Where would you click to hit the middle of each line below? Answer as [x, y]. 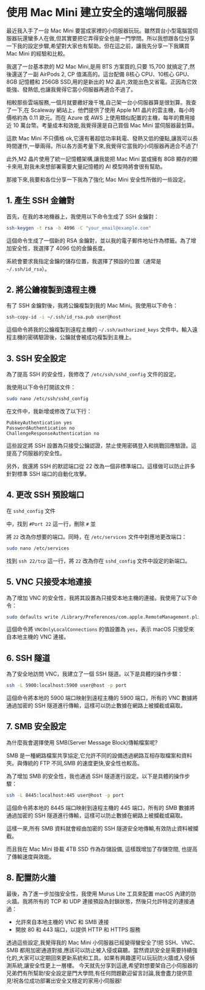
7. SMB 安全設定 [37, 726]
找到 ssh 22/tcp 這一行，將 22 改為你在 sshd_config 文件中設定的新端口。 [99, 561]
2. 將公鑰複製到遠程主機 [51, 290]
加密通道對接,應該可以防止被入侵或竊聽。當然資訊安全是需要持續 [111, 950]
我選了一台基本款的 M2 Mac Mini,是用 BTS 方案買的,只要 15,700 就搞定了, [98, 66]
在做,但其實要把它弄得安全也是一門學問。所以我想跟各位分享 [119, 38]
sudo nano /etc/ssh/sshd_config [47, 399]
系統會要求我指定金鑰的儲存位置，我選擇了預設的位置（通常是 [84, 261]
